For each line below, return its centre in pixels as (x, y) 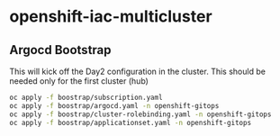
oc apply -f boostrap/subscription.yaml (86, 97)
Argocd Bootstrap (60, 50)
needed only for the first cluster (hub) (79, 81)
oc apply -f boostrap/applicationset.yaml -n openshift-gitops (131, 122)
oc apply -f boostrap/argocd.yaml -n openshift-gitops (114, 105)
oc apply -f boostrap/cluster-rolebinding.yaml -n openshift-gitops (140, 114)
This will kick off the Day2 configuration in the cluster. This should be (137, 71)
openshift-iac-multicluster (111, 17)
